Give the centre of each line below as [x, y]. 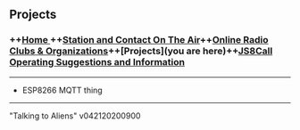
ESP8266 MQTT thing [62, 90]
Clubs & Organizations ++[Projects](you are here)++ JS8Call [141, 51]
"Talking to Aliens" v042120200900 [75, 116]
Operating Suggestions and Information [97, 62]
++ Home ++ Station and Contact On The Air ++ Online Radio [139, 40]
